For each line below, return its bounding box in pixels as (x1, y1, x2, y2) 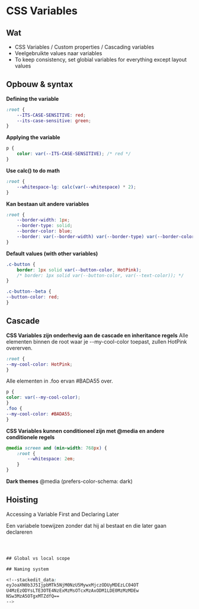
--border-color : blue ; (17, 228, 73, 235)
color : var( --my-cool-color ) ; (6, 395, 81, 400)
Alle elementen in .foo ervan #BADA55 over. (6, 377, 114, 384)
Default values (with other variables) (6, 250, 98, 257)
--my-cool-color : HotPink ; (6, 361, 73, 367)
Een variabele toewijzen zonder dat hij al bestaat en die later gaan (6, 522, 167, 529)
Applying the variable (6, 134, 60, 141)
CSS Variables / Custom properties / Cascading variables (14, 43, 155, 50)
